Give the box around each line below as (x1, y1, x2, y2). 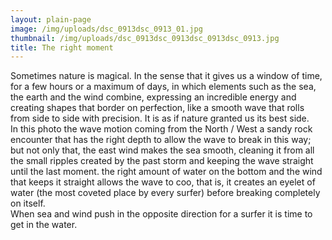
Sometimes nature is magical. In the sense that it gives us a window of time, (10, 70, 323, 82)
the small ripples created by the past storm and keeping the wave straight (10, 155, 314, 167)
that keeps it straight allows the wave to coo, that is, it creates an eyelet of (10, 176, 316, 188)
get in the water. (10, 219, 78, 231)
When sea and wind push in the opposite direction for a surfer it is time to (10, 208, 313, 220)
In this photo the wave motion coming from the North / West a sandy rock (10, 123, 313, 135)
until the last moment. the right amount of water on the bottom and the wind (10, 166, 323, 178)
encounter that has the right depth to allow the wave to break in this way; (10, 134, 312, 146)
